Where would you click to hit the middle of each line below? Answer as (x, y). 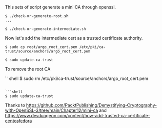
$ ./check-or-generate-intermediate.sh (46, 29)
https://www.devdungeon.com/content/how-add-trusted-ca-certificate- (78, 115)
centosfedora (19, 121)
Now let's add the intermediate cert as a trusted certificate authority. (74, 38)
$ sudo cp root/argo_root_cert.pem (41, 47)
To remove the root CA (28, 69)
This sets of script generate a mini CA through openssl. (61, 7)
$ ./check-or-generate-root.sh (37, 16)
